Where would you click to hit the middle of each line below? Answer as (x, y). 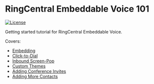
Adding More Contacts (35, 76)
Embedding (24, 50)
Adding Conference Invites (39, 71)
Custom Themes (29, 66)
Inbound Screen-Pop (33, 61)
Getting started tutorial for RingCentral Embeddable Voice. (64, 32)
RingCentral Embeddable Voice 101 (77, 9)
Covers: (13, 41)
